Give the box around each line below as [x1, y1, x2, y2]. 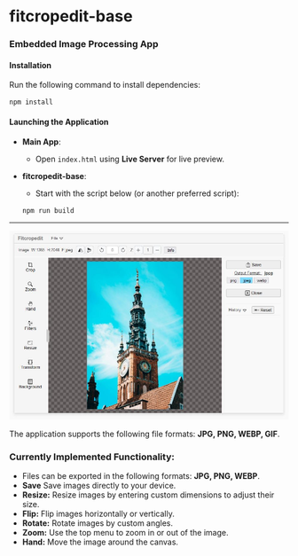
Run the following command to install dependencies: [9, 80, 201, 90]
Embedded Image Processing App [9, 38, 159, 51]
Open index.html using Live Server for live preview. [35, 153, 224, 164]
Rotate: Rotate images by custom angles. [21, 518, 174, 529]
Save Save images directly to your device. [21, 481, 176, 491]
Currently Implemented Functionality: [9, 450, 175, 463]
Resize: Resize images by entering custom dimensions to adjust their [21, 489, 275, 500]
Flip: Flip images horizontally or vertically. [21, 508, 175, 520]
